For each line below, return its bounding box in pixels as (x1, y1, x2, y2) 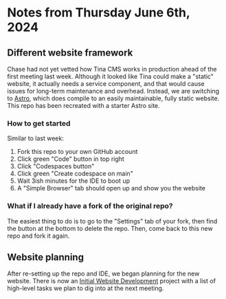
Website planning (7, 251, 84, 263)
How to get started (7, 118, 71, 128)
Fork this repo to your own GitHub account (16, 148, 138, 156)
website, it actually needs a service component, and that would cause (7, 80, 205, 87)
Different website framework (7, 47, 133, 58)
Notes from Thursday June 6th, (7, 5, 190, 21)
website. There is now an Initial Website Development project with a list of (7, 277, 216, 285)
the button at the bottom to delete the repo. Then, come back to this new (7, 224, 213, 232)
